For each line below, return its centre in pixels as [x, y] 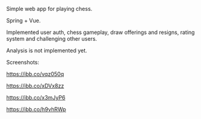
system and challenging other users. [52, 39]
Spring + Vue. [24, 20]
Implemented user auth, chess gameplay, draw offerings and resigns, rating [100, 32]
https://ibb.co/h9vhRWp [36, 109]
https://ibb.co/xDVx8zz [35, 86]
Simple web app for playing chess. [49, 9]
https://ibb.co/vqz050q [35, 74]
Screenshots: [23, 62]
